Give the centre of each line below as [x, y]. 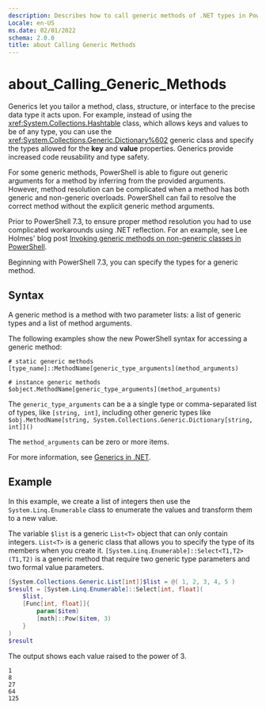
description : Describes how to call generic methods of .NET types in [127, 15]
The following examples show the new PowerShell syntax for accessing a [128, 338]
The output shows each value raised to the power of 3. [97, 656]
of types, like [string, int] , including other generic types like [110, 412]
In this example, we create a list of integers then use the [99, 501]
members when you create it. [56, 550]
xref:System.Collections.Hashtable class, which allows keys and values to [128, 123]
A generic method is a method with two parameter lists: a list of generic [125, 314]
